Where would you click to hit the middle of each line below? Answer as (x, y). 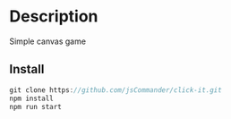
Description (54, 17)
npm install (31, 98)
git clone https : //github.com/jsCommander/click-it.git (115, 90)
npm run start (36, 106)
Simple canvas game (48, 41)
